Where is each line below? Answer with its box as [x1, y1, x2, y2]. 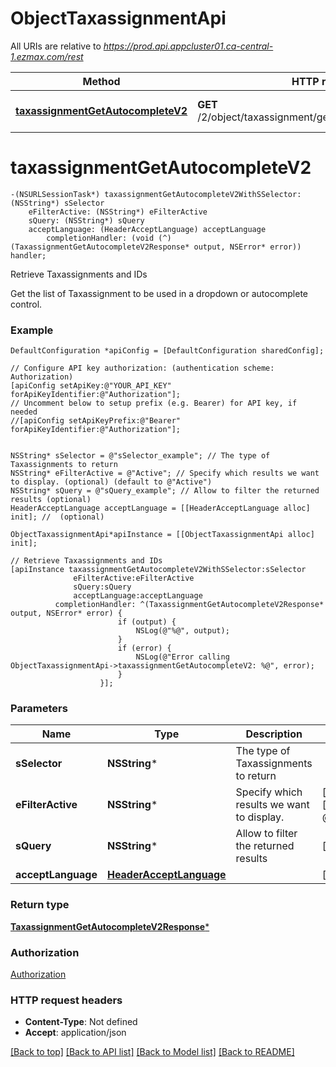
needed [10, 407, 38, 417]
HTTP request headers [10, 993, 123, 1007]
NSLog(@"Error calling [135, 652, 230, 662]
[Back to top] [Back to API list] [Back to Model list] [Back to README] [10, 1046, 295, 1058]
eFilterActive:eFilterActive [73, 573, 195, 584]
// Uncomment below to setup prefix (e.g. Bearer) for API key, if [10, 398, 298, 409]
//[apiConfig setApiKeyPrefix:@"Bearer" [10, 416, 182, 426]
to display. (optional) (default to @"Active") [10, 477, 213, 487]
